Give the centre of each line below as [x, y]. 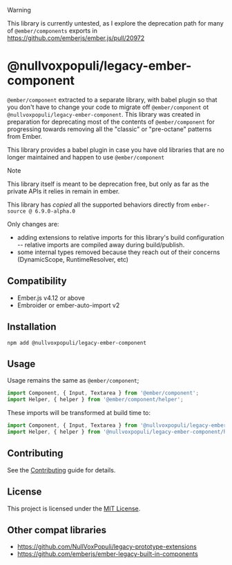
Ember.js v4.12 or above [51, 298]
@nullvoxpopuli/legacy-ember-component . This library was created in [104, 114]
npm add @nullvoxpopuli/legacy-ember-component [77, 343]
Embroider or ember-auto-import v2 [68, 305]
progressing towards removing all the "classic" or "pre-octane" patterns [109, 129]
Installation [32, 327]
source [17, 211]
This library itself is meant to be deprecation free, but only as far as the [108, 184]
